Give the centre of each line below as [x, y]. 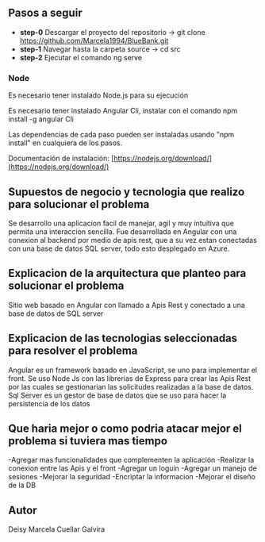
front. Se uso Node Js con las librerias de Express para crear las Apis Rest [130, 378]
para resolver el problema [73, 351]
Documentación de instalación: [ [61, 159]
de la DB [22, 485]
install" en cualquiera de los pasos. [65, 143]
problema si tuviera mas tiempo [88, 441]
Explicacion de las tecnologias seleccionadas [123, 338]
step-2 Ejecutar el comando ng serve [81, 57]
